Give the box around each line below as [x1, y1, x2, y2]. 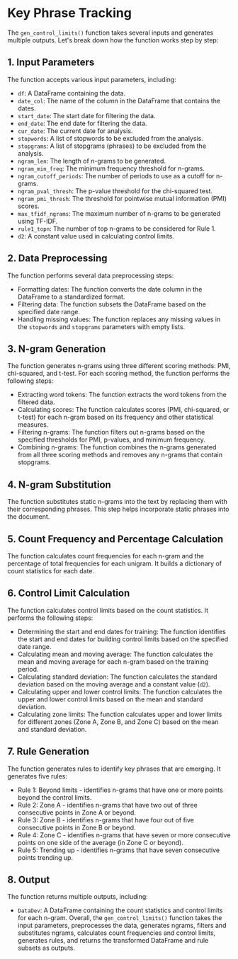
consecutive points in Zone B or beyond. [17, 823, 136, 832]
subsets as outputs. [17, 943, 76, 953]
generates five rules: [7, 771, 68, 780]
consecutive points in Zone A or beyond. [17, 808, 137, 817]
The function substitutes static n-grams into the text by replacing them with [7, 498, 228, 506]
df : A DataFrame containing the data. [17, 88, 126, 97]
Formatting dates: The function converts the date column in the [17, 285, 203, 293]
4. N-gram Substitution [7, 478, 111, 490]
